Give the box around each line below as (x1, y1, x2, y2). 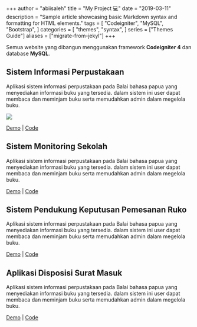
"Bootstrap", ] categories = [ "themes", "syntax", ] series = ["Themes (6, 26, 173, 33)
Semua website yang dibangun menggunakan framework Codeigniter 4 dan (6, 44, 192, 50)
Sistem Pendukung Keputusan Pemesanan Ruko (6, 205, 187, 215)
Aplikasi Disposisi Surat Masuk (6, 268, 123, 278)
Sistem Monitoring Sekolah (6, 142, 108, 152)
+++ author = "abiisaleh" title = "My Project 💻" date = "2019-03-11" (6, 5, 172, 12)
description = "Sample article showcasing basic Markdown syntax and (6, 14, 178, 20)
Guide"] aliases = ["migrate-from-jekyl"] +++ (6, 32, 116, 39)
